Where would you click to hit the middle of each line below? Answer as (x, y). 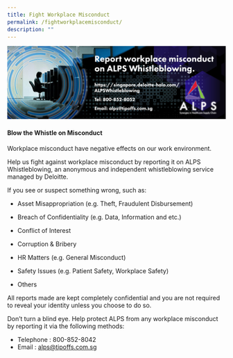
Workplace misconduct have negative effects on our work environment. (110, 149)
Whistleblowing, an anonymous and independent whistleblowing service (110, 170)
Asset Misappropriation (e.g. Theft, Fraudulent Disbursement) (105, 204)
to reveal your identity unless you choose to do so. (79, 305)
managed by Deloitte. (38, 177)
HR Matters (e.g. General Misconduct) (71, 258)
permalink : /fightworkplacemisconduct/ (65, 22)
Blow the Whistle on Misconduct (55, 133)
